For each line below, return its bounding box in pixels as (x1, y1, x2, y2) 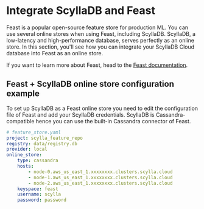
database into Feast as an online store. (6, 49, 104, 57)
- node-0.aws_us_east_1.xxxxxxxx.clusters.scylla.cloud (28, 168, 173, 175)
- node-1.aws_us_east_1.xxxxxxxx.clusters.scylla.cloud (28, 174, 173, 180)
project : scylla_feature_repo (6, 135, 83, 141)
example (6, 89, 40, 99)
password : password (17, 197, 67, 204)
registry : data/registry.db (6, 140, 78, 146)
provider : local (6, 146, 47, 152)
